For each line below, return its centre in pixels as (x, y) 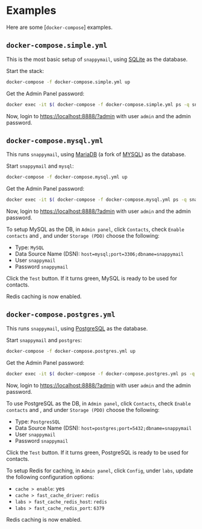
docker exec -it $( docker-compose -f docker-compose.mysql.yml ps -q (96, 200)
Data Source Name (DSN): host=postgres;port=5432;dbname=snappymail (103, 428)
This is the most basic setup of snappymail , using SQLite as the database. (97, 59)
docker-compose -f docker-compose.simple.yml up (68, 82)
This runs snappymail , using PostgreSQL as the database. (77, 328)
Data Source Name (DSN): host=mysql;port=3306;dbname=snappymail (99, 254)
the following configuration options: (50, 477)
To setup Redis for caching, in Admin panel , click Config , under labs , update (100, 470)
